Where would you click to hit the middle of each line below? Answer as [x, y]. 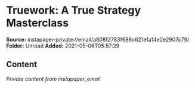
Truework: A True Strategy [74, 10]
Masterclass [38, 23]
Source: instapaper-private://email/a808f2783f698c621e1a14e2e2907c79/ [98, 39]
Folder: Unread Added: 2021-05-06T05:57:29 [63, 46]
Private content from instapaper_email [53, 78]
